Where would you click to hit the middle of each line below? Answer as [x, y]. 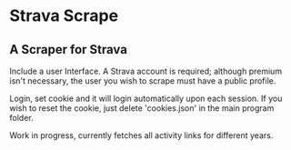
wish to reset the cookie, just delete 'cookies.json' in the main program [142, 108]
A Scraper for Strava [68, 50]
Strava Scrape [64, 16]
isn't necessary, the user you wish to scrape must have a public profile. [143, 81]
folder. [21, 118]
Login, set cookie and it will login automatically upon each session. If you [146, 98]
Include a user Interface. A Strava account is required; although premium [146, 71]
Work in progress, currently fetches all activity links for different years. [141, 135]
